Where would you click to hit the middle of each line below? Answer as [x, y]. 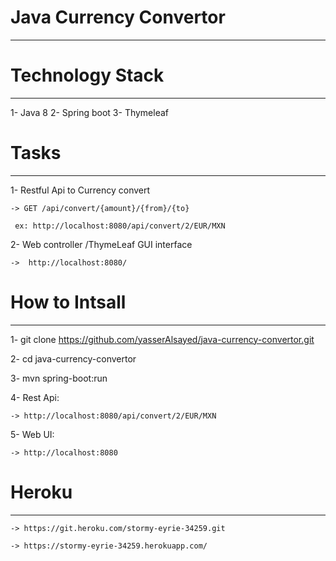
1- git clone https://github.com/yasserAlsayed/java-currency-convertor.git [162, 339]
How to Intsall [68, 302]
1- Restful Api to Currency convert [80, 190]
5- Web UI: [32, 434]
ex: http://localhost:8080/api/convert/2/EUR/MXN [120, 226]
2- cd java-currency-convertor [73, 358]
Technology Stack [87, 75]
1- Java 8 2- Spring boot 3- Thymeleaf [90, 112]
